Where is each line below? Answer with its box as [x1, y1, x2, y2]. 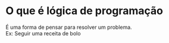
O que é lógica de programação [5, 4, 164, 18]
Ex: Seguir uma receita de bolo [5, 29, 81, 37]
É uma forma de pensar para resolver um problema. [5, 24, 132, 31]
